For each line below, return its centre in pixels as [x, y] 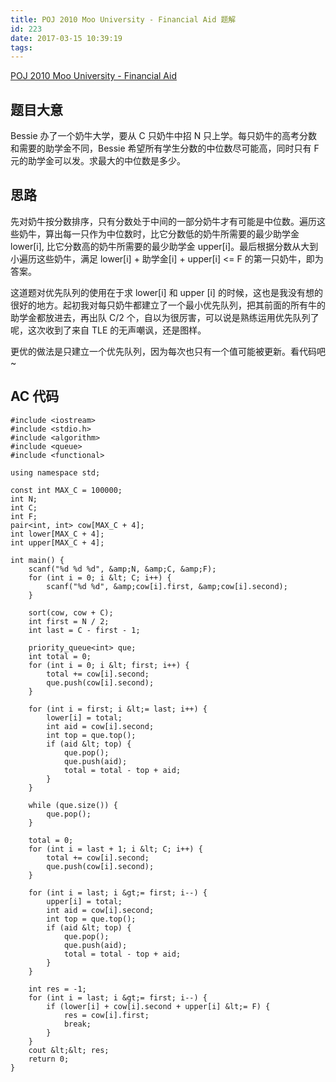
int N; [24, 499]
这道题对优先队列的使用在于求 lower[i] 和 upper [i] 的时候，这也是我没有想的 [166, 292]
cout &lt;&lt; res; [69, 1050]
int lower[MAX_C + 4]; [57, 534]
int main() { [37, 560]
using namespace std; [55, 472]
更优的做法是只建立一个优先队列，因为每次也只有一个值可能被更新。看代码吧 [168, 351]
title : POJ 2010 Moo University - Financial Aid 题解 [123, 19]
